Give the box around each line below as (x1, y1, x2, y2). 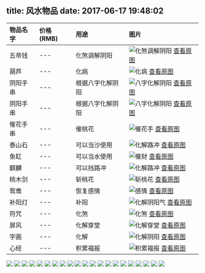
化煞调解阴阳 (75, 51, 113, 59)
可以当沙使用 (75, 140, 113, 149)
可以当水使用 (75, 152, 113, 160)
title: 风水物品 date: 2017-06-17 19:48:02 (6, 6, 164, 17)
